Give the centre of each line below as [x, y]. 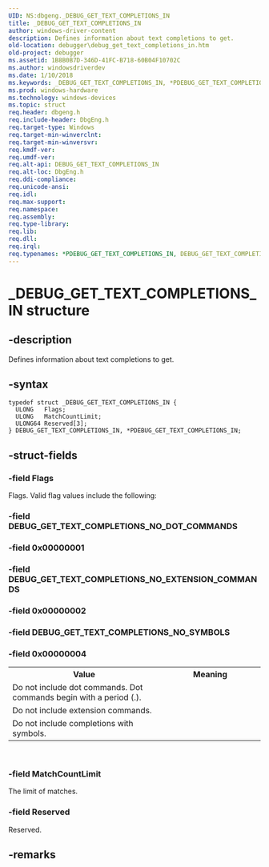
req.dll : [23, 239]
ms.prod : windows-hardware [53, 90]
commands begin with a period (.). [77, 697]
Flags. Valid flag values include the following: [83, 496]
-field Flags [31, 478]
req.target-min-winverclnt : [55, 134]
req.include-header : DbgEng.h [59, 120]
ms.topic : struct [37, 105]
